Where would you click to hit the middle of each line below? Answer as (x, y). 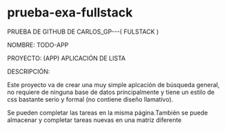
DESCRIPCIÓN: (29, 71)
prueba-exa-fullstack (70, 13)
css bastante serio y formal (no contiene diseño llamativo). (90, 99)
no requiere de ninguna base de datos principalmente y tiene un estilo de (111, 92)
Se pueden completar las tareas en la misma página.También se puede (107, 112)
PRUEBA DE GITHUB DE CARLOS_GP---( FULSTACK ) (83, 32)
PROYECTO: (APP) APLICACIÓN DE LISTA (66, 58)
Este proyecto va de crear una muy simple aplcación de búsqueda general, (113, 84)
